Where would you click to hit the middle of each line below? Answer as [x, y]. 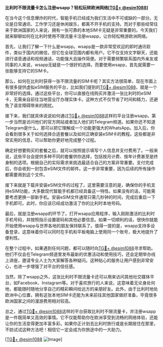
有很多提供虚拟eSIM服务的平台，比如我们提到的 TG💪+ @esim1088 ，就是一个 [81, 87]
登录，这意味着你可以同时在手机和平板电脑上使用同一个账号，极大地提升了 [83, 232]
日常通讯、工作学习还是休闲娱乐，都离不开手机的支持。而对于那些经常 [83, 24]
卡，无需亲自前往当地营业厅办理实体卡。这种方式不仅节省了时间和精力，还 [79, 99]
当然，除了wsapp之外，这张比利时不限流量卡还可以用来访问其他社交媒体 [78, 277]
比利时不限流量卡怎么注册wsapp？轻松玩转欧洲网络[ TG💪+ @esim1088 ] [77, 8]
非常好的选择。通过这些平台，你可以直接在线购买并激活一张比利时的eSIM [78, 93]
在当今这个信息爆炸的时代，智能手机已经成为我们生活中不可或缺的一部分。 [79, 18]
